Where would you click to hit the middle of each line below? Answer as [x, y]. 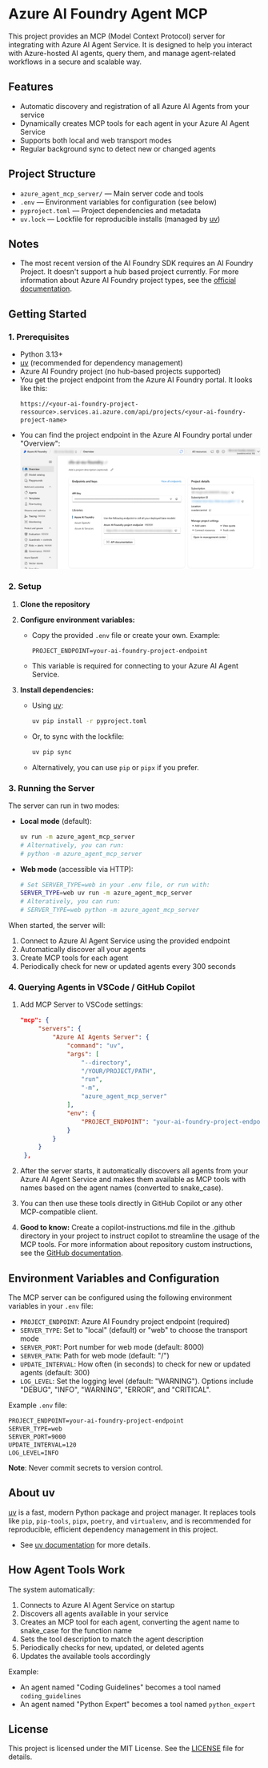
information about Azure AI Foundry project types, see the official [128, 281]
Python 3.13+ [42, 354]
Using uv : [48, 705]
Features [31, 87]
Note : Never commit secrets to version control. [86, 1468]
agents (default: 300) [55, 1373]
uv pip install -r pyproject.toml [89, 721]
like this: [34, 389]
